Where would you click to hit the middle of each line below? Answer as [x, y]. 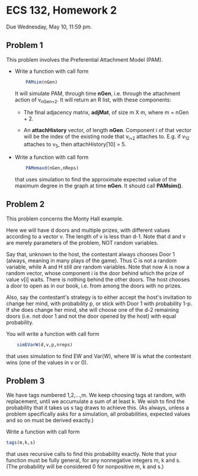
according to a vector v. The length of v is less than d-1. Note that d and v [96, 236]
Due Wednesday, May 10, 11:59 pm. [49, 27]
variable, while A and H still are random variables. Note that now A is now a [98, 267]
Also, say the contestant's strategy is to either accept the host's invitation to [99, 297]
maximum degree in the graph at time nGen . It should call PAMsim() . [99, 186]
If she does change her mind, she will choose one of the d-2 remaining [92, 309]
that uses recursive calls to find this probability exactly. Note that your [92, 454]
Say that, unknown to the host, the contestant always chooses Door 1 [90, 254]
